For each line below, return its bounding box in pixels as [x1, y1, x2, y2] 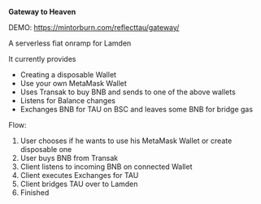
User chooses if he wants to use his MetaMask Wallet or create [20, 136, 233, 145]
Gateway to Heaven [8, 7, 76, 16]
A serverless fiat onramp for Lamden [8, 38, 132, 48]
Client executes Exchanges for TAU [20, 171, 139, 180]
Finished [20, 188, 50, 197]
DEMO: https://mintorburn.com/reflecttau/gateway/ [8, 23, 180, 32]
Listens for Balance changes [20, 96, 116, 105]
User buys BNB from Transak [20, 154, 119, 163]
